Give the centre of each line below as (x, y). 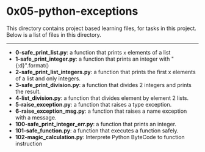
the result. (28, 91)
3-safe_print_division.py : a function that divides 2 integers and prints (103, 85)
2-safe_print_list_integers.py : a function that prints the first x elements (106, 72)
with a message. (36, 117)
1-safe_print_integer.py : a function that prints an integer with (92, 59)
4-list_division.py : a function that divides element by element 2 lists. (102, 98)
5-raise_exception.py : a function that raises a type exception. (93, 104)
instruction (29, 143)
